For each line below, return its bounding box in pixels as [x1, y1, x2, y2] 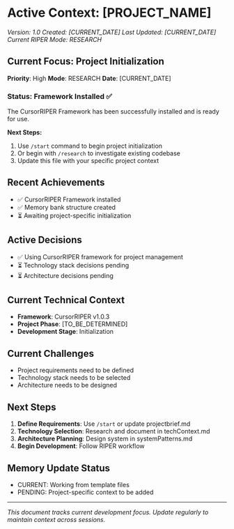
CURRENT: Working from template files [17, 480, 130, 489]
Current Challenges [7, 347, 94, 360]
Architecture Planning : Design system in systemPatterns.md [17, 434, 193, 443]
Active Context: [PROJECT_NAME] [7, 5, 212, 21]
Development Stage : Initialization [17, 328, 114, 336]
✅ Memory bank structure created [17, 203, 116, 211]
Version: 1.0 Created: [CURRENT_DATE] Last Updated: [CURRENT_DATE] [7, 28, 217, 36]
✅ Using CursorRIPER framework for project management [17, 252, 183, 261]
